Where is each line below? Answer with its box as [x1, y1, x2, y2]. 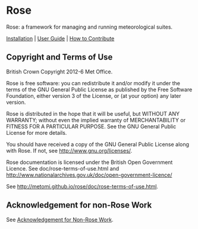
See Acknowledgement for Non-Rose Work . [6, 216, 114, 223]
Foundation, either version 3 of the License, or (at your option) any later [6, 92, 181, 99]
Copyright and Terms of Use [6, 52, 113, 63]
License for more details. [6, 129, 67, 136]
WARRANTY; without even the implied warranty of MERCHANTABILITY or [6, 116, 186, 123]
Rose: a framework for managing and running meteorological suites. [6, 23, 173, 30]
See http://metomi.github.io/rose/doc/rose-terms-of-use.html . [6, 182, 159, 190]
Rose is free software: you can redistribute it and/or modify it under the [6, 79, 180, 86]
